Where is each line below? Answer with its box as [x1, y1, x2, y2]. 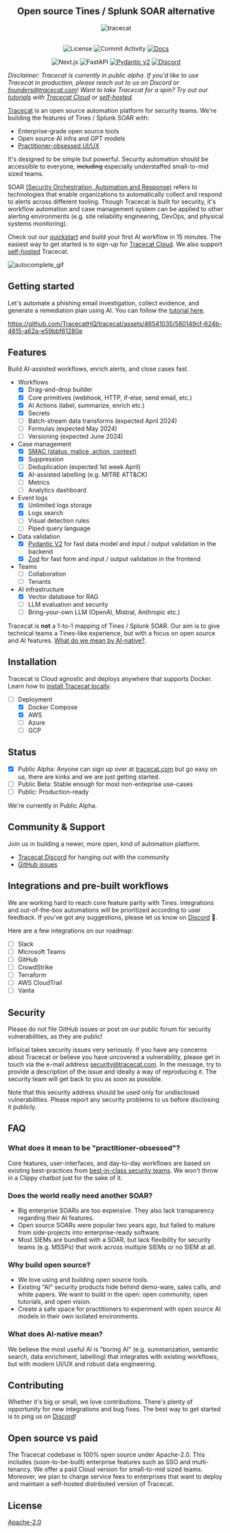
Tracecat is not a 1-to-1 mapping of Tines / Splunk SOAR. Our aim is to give [8, 622, 220, 630]
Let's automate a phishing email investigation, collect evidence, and [8, 298, 200, 307]
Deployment [17, 695, 53, 704]
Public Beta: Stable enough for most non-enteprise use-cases [17, 780, 193, 788]
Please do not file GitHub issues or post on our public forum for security [8, 1025, 211, 1033]
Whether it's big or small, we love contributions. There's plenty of [8, 1398, 193, 1406]
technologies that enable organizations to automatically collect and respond [8, 190, 222, 198]
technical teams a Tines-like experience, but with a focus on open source [8, 629, 216, 637]
